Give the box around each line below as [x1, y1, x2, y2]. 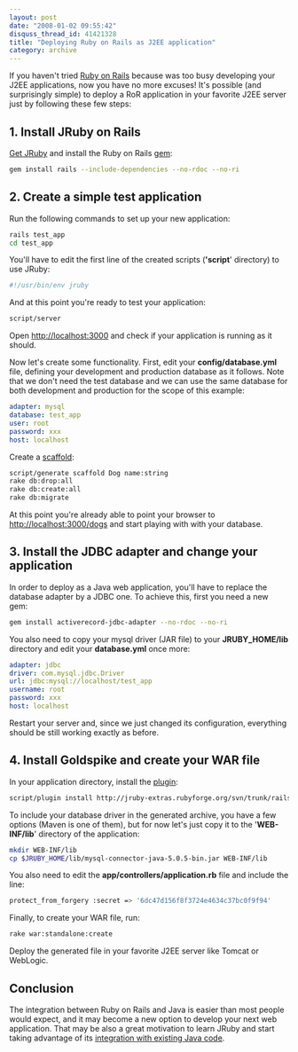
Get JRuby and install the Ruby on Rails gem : [9, 147, 173, 158]
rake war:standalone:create [9, 930, 114, 938]
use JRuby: [9, 263, 51, 275]
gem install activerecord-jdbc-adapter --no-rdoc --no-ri [9, 617, 228, 626]
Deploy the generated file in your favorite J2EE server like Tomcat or [9, 946, 259, 956]
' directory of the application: [34, 828, 140, 839]
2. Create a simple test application [9, 190, 202, 205]
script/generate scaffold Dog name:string [9, 468, 169, 477]
